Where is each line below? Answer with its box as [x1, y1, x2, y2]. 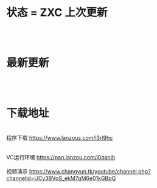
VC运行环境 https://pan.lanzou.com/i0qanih [6, 153, 116, 161]
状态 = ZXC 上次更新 [6, 5, 108, 20]
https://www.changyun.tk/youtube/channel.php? [29, 167, 151, 175]
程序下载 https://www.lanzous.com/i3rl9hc [6, 134, 113, 141]
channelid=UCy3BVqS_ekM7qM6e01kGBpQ [6, 175, 116, 182]
